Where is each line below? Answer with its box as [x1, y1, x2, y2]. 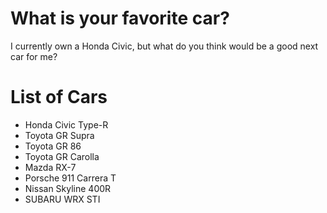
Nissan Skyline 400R [24, 182, 112, 194]
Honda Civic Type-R [24, 118, 109, 131]
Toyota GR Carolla [24, 150, 100, 162]
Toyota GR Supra [24, 129, 95, 141]
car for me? [10, 50, 58, 62]
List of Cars [10, 86, 108, 109]
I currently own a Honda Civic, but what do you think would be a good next [10, 40, 319, 52]
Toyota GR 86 [24, 140, 82, 152]
